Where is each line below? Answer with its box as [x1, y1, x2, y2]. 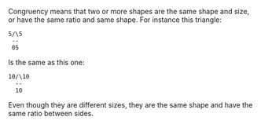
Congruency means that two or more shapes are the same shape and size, [8, 7, 250, 16]
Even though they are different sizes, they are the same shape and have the [8, 100, 253, 109]
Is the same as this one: [8, 58, 85, 67]
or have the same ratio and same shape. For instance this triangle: [8, 15, 222, 24]
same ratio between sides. [8, 109, 94, 118]
